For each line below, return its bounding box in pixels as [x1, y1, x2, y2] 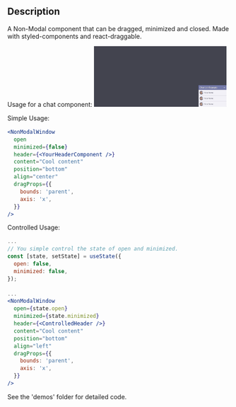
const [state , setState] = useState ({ [7, 253, 122, 260]
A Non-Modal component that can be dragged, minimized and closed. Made [7, 24, 230, 33]
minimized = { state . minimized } [13, 313, 100, 320]
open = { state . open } [13, 305, 69, 312]
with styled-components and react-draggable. [7, 32, 142, 40]
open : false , [13, 260, 52, 268]
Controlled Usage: [7, 223, 60, 232]
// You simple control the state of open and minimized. [7, 246, 179, 253]
